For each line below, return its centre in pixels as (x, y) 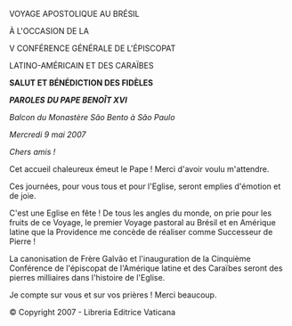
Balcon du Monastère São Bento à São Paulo (92, 117)
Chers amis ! (32, 152)
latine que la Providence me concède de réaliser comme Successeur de (141, 232)
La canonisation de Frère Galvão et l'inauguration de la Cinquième (130, 259)
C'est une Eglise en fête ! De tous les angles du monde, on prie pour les (141, 213)
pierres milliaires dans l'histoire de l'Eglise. (87, 277)
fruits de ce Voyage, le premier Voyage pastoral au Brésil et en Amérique (142, 222)
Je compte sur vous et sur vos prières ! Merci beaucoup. (113, 295)
